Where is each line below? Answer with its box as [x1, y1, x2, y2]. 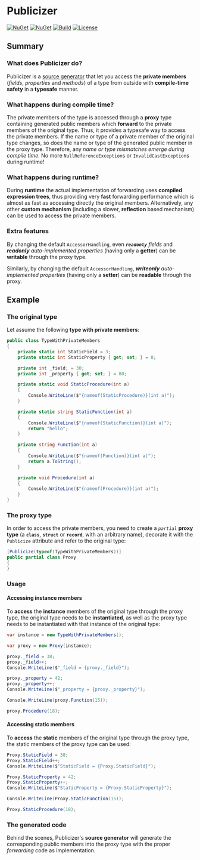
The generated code [7, 821, 67, 829]
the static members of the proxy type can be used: [7, 740, 132, 747]
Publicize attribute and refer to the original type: [7, 537, 126, 544]
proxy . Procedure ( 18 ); [7, 708, 61, 714]
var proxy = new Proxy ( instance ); [7, 643, 93, 649]
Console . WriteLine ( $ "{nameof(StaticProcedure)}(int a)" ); [28, 393, 175, 399]
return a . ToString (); [28, 458, 82, 464]
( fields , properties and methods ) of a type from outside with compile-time [7, 79, 189, 86]
